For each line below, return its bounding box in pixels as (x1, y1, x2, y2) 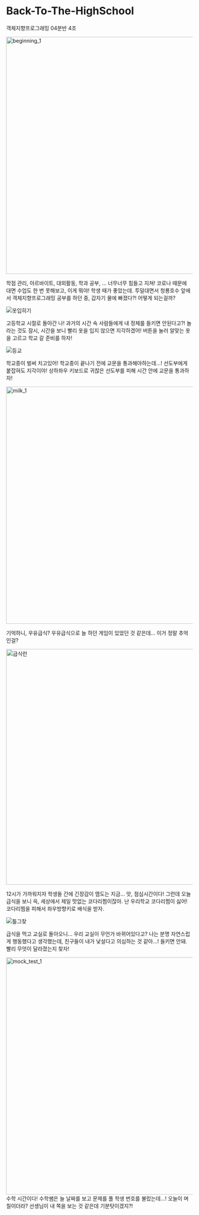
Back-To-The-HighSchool (6, 4, 134, 18)
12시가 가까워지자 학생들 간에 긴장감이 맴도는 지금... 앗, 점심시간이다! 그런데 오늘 (6, 890, 191, 897)
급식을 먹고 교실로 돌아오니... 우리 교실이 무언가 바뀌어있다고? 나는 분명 (6, 930, 170, 937)
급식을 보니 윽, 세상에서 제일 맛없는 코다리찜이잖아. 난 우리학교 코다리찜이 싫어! (6, 897, 188, 905)
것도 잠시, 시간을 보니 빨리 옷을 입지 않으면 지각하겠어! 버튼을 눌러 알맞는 (17, 327, 185, 334)
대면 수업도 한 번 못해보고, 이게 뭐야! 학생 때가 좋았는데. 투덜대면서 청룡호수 (6, 286, 179, 294)
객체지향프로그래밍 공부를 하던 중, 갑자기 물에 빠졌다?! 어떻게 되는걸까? (12, 294, 176, 301)
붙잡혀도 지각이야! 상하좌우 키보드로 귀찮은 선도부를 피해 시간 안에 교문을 (6, 366, 174, 374)
